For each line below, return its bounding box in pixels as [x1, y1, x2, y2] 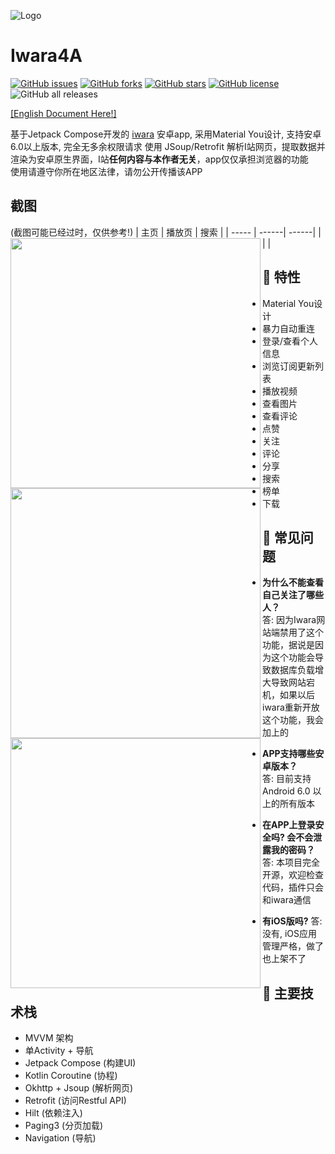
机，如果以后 [262, 689, 315, 701]
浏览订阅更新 [262, 360, 315, 372]
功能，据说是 [262, 639, 315, 651]
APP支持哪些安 [262, 748, 325, 760]
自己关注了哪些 [262, 589, 324, 601]
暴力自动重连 [262, 322, 315, 334]
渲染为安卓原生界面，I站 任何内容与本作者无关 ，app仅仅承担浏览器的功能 [10, 153, 309, 165]
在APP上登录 [262, 819, 316, 831]
